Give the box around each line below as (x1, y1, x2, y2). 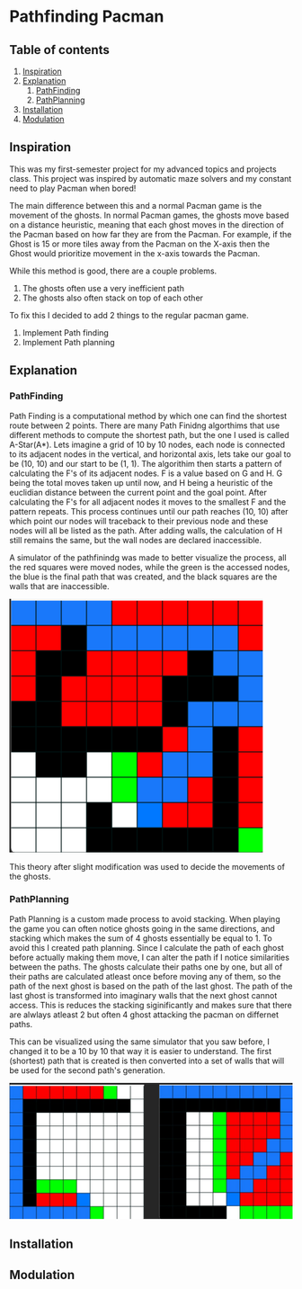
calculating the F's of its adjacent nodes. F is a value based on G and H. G (9, 468, 283, 479)
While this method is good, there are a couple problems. (9, 265, 218, 276)
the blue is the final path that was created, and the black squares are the (9, 571, 278, 582)
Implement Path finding (22, 327, 110, 338)
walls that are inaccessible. (9, 580, 110, 591)
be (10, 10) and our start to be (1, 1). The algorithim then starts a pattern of (9, 458, 283, 469)
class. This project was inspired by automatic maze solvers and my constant (9, 173, 292, 184)
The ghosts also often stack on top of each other (22, 292, 204, 303)
